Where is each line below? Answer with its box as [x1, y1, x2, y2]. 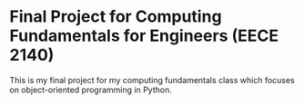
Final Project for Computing [9, 6, 222, 27]
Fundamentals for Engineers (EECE [9, 25, 279, 46]
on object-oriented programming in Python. [9, 84, 173, 95]
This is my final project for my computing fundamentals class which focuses [9, 74, 296, 85]
